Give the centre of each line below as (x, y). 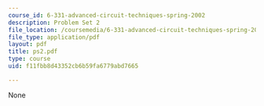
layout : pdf (27, 44)
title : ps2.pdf (33, 51)
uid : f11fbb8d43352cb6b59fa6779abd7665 (73, 66)
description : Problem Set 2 (54, 23)
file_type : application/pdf (54, 37)
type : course (29, 59)
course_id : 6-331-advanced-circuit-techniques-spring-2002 (107, 15)
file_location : (33, 30)
